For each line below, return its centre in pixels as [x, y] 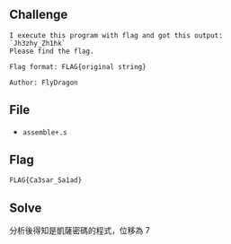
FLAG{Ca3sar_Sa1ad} [46, 180]
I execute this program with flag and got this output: [116, 35]
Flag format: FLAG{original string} [78, 66]
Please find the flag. [52, 51]
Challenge [39, 15]
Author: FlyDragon [44, 83]
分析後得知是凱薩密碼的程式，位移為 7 [80, 231]
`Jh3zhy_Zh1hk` [38, 43]
